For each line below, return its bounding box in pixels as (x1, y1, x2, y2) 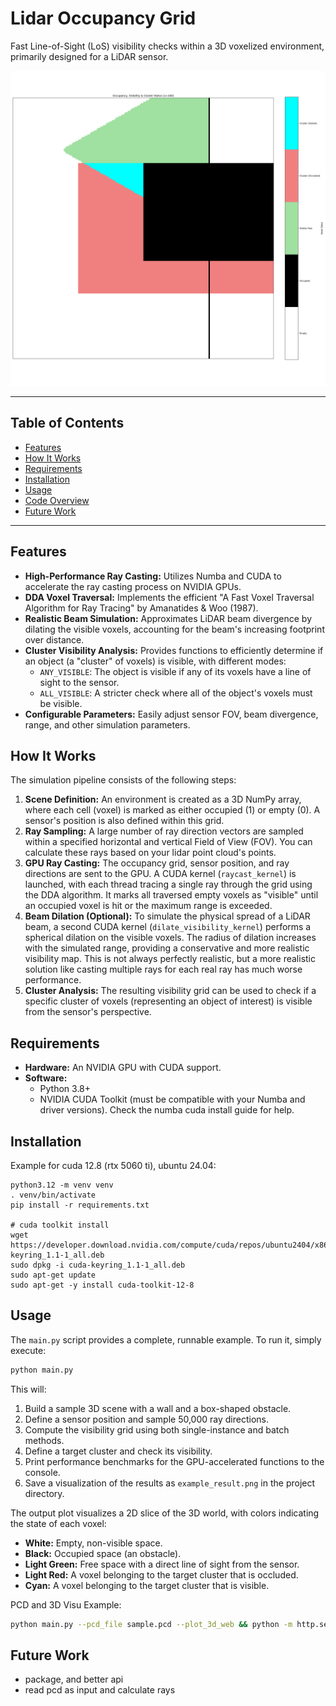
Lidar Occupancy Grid (10, 7, 197, 30)
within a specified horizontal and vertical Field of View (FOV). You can (24, 836, 313, 848)
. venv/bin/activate (10, 1190, 97, 1200)
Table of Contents (10, 415, 125, 432)
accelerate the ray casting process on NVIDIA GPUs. (24, 580, 242, 592)
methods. (24, 1434, 65, 1446)
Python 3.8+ (39, 1083, 92, 1095)
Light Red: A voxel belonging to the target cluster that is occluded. (24, 1568, 299, 1581)
